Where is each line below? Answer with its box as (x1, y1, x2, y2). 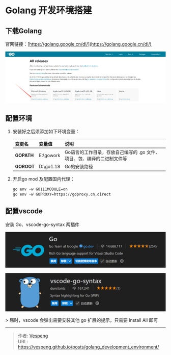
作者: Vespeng (17, 333, 48, 339)
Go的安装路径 (64, 164, 93, 170)
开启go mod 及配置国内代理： (12, 175, 75, 182)
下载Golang (5, 27, 42, 35)
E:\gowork (39, 152, 61, 158)
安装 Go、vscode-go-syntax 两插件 (5, 221, 80, 227)
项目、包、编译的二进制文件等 (64, 156, 127, 162)
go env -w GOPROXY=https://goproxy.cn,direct (12, 192, 111, 197)
